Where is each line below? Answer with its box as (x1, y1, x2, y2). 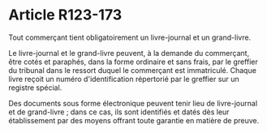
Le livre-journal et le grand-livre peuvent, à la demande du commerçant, (8, 48, 250, 58)
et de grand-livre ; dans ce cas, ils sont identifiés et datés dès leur (8, 107, 230, 117)
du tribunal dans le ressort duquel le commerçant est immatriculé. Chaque (8, 65, 257, 75)
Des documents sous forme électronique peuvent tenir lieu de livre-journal (8, 98, 258, 108)
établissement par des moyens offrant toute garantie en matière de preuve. (8, 115, 260, 125)
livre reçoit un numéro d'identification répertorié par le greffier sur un (8, 74, 239, 84)
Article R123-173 (8, 6, 123, 24)
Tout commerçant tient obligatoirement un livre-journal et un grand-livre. (8, 32, 252, 42)
